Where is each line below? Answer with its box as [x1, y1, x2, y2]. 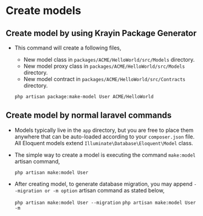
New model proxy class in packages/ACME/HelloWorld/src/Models [23, 62, 185, 70]
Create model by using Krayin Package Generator [5, 28, 197, 38]
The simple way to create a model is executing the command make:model [14, 151, 196, 159]
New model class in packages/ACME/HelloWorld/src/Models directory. [23, 56, 195, 63]
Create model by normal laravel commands [5, 110, 172, 121]
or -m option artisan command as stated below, [44, 187, 165, 194]
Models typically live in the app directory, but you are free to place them [14, 126, 194, 134]
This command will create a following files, [14, 44, 122, 51]
